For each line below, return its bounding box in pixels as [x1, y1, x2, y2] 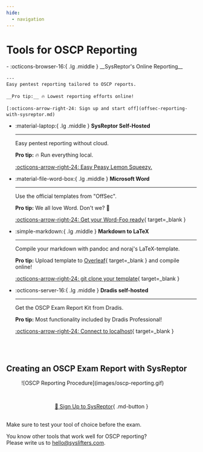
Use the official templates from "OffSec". [14, 192, 117, 200]
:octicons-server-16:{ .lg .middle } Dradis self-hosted [14, 287, 149, 294]
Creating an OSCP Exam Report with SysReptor [6, 363, 187, 373]
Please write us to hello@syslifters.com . [6, 439, 106, 447]
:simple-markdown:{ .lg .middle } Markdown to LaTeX [14, 228, 149, 235]
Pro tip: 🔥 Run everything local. [14, 151, 94, 159]
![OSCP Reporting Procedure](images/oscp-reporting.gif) [21, 379, 164, 387]
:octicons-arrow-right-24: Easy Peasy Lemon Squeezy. [14, 163, 152, 171]
